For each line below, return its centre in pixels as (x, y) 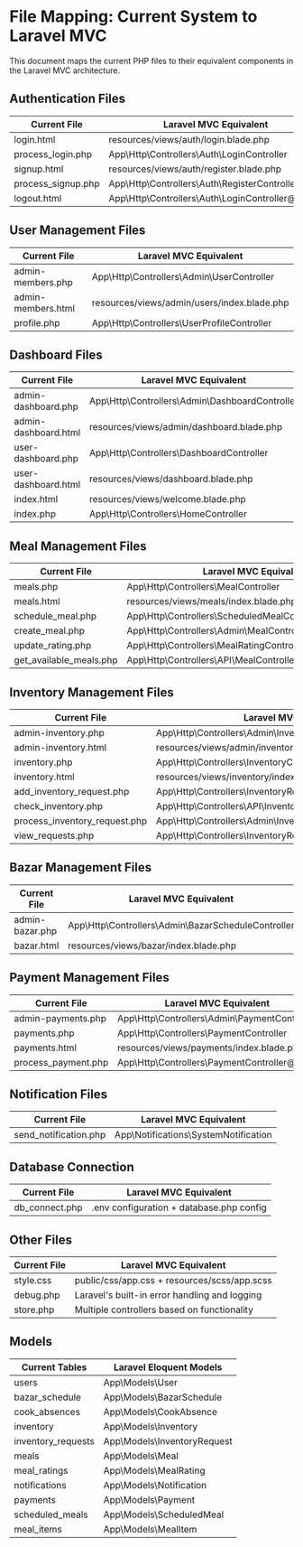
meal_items (38, 1529)
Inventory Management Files (92, 692)
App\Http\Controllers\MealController (203, 587)
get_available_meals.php (66, 660)
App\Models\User (141, 1382)
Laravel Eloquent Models (168, 1367)
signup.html (39, 169)
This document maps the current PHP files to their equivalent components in (151, 61)
